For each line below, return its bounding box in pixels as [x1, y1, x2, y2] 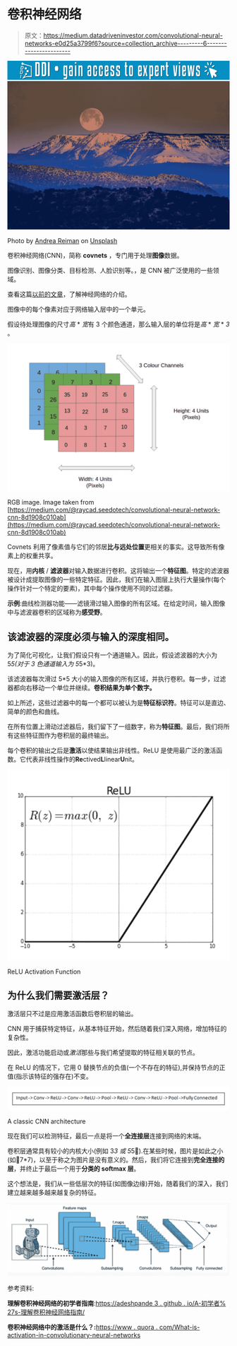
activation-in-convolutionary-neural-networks [7, 1331, 141, 1340]
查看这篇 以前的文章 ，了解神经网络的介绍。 [7, 290, 131, 298]
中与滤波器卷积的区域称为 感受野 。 [7, 608, 107, 617]
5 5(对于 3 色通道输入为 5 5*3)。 [7, 660, 99, 668]
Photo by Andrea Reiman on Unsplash [7, 236, 118, 244]
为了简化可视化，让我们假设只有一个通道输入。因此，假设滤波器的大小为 [7, 651, 217, 659]
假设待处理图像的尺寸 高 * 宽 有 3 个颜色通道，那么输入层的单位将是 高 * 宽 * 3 [7, 319, 230, 329]
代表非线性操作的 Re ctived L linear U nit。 [25, 755, 139, 764]
